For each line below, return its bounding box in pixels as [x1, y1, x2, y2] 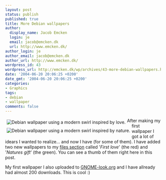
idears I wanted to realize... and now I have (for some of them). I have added [5, 139, 161, 144]
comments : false [5, 104, 39, 109]
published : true [5, 16, 39, 21]
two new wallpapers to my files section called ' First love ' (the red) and [5, 144, 148, 150]
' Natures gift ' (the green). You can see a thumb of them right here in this [5, 149, 152, 155]
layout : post [5, 7, 32, 12]
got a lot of [131, 133, 154, 139]
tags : [5, 90, 16, 95]
